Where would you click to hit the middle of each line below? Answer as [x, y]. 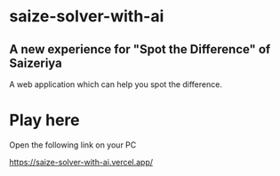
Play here [44, 120]
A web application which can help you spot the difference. [116, 84]
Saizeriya [36, 63]
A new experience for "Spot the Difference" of [140, 49]
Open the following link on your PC [73, 145]
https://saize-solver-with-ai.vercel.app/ [81, 162]
